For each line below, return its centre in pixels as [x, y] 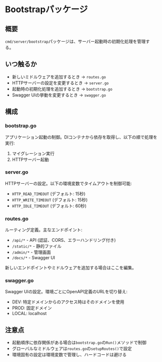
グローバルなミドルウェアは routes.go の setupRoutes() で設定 [72, 348]
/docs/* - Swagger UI [34, 258]
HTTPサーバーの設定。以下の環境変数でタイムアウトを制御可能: [68, 183]
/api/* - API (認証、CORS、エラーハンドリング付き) [64, 240]
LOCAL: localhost [29, 314]
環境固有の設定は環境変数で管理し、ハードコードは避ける [69, 355]
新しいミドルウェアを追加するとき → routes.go [59, 77]
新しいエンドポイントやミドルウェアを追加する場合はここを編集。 [71, 268]
